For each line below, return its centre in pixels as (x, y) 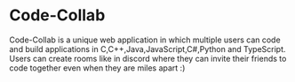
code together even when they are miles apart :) (97, 68)
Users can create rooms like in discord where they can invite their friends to (148, 58)
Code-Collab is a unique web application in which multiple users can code (145, 40)
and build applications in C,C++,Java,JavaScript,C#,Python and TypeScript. (147, 48)
